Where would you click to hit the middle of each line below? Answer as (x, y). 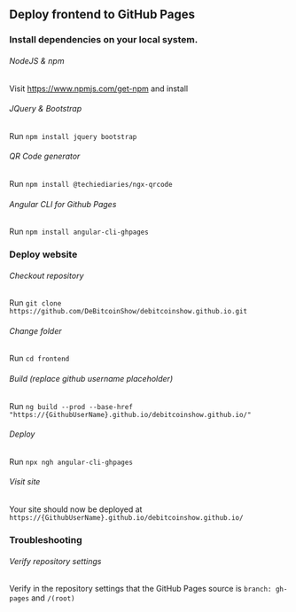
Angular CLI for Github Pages (63, 204)
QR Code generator (45, 156)
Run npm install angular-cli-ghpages (79, 232)
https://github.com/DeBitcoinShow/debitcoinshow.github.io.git (129, 312)
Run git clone (35, 303)
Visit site (25, 482)
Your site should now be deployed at (76, 509)
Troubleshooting (46, 539)
